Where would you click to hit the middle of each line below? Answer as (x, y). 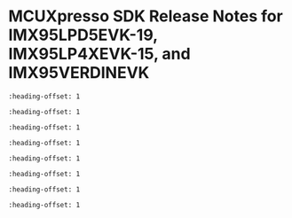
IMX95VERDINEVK (79, 73)
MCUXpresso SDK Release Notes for (146, 16)
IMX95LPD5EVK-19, (83, 35)
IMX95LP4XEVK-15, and (100, 54)
